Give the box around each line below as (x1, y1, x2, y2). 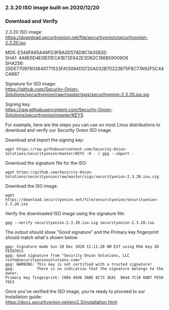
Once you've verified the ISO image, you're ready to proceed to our (5, 288, 145, 294)
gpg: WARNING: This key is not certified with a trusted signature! (5, 262, 152, 267)
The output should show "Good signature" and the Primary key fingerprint (5, 229, 159, 235)
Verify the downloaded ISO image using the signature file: (5, 211, 125, 217)
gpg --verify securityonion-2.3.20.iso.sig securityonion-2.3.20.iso (5, 220, 155, 226)
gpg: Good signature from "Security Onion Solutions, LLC (5, 253, 130, 259)
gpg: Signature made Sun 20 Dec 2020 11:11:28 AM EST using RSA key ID (5, 244, 159, 249)
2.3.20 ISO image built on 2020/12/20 (5, 4, 100, 11)
